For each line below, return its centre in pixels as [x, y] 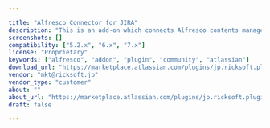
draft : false [30, 105]
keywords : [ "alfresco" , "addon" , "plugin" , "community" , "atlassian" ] [129, 60]
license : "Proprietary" [48, 53]
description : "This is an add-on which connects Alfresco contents [124, 30]
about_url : [27, 97]
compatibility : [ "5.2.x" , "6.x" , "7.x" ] [77, 45]
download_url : [32, 68]
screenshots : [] [35, 38]
